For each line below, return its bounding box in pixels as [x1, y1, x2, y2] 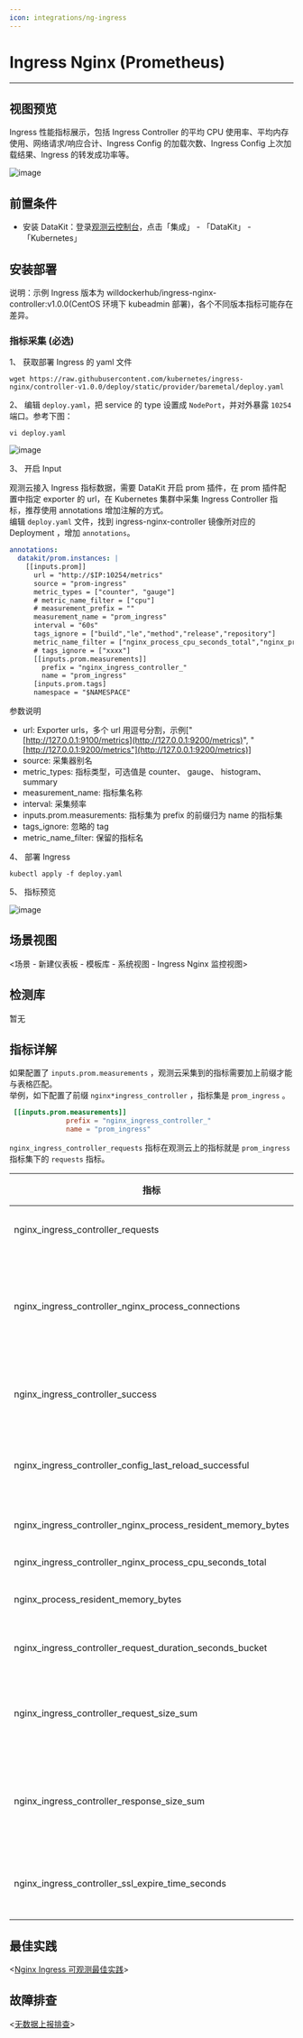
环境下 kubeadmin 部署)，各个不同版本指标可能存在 [102, 298, 294, 309]
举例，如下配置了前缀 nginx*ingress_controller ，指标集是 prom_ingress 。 [9, 1090, 290, 1101]
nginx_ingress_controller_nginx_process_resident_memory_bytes [14, 1519, 290, 1531]
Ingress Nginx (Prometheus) [9, 51, 225, 72]
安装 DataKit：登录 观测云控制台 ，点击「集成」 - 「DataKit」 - [22, 222, 252, 233]
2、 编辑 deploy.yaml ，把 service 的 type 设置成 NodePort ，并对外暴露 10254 [9, 399, 291, 410]
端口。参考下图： [9, 411, 73, 422]
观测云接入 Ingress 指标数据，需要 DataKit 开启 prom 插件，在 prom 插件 [9, 482, 279, 493]
